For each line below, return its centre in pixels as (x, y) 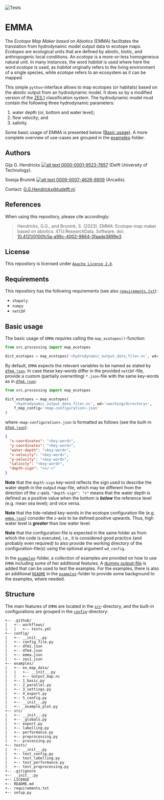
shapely (20, 301)
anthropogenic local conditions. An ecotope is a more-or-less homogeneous (82, 57)
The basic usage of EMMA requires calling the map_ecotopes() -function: (75, 338)
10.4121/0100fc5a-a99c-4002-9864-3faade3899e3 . (70, 237)
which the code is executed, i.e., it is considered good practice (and (73, 538)
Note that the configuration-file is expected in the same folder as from (76, 533)
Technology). (18, 170)
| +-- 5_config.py (26, 698)
